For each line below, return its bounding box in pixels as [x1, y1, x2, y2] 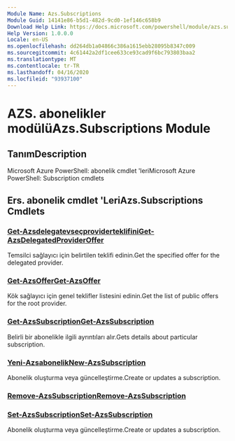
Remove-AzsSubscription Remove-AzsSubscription [7, 391, 187, 400]
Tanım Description [7, 148, 87, 160]
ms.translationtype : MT [7, 56, 77, 63]
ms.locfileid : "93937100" [7, 75, 83, 83]
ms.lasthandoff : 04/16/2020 [7, 69, 90, 76]
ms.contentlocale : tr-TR [7, 62, 80, 69]
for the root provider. [7, 299, 67, 308]
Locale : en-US [7, 36, 49, 43]
